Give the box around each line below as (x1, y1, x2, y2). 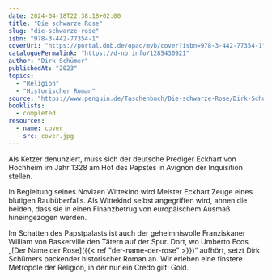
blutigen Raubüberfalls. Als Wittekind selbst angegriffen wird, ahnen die (8, 195, 248, 205)
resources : (8, 117, 45, 125)
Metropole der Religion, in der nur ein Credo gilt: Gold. (8, 262, 189, 272)
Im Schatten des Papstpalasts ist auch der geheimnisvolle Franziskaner (8, 228, 246, 238)
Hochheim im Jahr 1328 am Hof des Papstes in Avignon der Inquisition (8, 162, 243, 172)
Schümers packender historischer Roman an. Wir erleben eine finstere (8, 253, 243, 263)
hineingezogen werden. (8, 212, 87, 222)
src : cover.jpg (23, 132, 74, 140)
